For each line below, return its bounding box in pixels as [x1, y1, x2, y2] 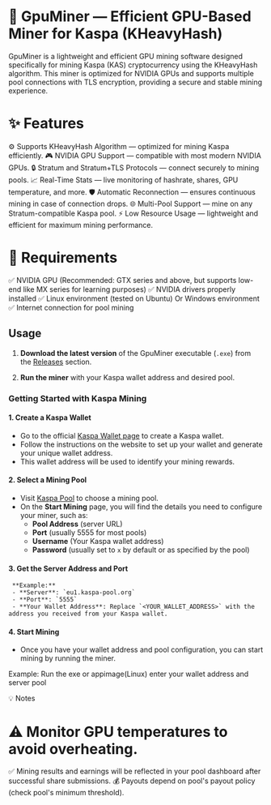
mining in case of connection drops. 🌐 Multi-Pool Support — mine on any [8, 199, 253, 208]
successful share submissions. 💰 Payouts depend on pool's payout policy [8, 776, 256, 786]
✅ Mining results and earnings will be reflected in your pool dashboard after [8, 766, 261, 777]
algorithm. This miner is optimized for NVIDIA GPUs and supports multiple [8, 68, 255, 78]
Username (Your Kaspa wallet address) [32, 536, 164, 546]
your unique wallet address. [19, 447, 113, 457]
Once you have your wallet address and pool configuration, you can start [19, 644, 264, 655]
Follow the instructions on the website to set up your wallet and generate [19, 439, 263, 449]
